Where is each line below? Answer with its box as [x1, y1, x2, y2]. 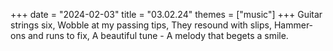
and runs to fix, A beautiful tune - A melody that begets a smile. [27, 30, 289, 41]
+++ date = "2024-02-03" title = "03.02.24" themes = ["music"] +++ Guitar [10, 9, 323, 20]
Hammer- [273, 19, 314, 31]
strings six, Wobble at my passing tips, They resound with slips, [10, 19, 273, 31]
